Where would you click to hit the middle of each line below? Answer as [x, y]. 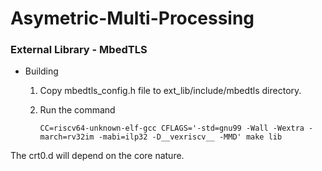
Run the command [77, 110]
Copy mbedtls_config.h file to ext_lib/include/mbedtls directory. [170, 91]
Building [41, 71]
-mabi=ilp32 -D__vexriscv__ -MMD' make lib [190, 137]
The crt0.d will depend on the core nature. [97, 156]
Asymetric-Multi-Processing [132, 18]
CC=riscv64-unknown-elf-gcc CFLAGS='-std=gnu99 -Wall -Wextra [172, 128]
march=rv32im [67, 137]
